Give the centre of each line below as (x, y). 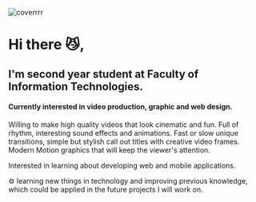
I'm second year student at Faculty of (104, 74)
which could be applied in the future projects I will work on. (106, 189)
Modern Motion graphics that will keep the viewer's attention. (109, 150)
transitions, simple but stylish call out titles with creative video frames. (124, 141)
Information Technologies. (76, 87)
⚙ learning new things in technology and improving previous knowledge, (128, 180)
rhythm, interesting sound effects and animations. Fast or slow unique (123, 133)
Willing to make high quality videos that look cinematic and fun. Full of (124, 125)
